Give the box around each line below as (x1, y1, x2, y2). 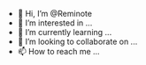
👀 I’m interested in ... (17, 18, 93, 28)
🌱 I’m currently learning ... (17, 27, 112, 37)
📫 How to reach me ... (17, 47, 100, 56)
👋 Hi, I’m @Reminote (17, 9, 93, 18)
